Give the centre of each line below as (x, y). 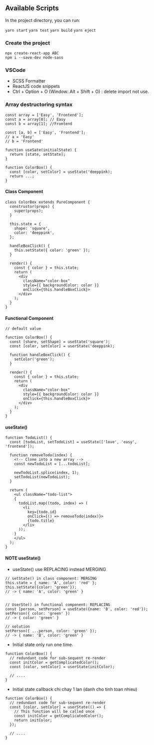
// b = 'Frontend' (24, 141)
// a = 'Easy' (20, 137)
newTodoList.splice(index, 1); (47, 473)
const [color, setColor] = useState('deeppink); (61, 172)
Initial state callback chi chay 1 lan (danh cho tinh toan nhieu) (75, 689)
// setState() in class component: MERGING (51, 578)
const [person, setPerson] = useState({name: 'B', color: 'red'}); (77, 609)
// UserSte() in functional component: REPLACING (58, 605)
